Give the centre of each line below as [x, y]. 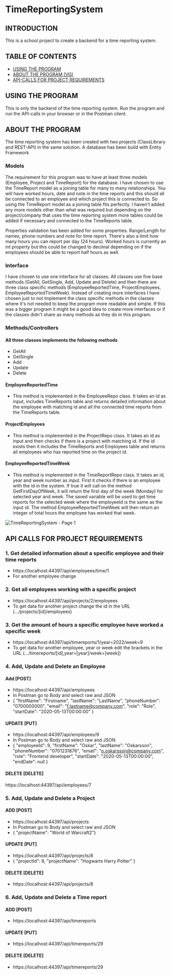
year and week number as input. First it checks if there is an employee [87, 480]
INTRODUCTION [32, 28]
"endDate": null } [30, 762]
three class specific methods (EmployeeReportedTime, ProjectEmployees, [83, 288]
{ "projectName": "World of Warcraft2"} [54, 832]
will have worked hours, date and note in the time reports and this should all [85, 193]
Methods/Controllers [32, 328]
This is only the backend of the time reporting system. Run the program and [85, 108]
